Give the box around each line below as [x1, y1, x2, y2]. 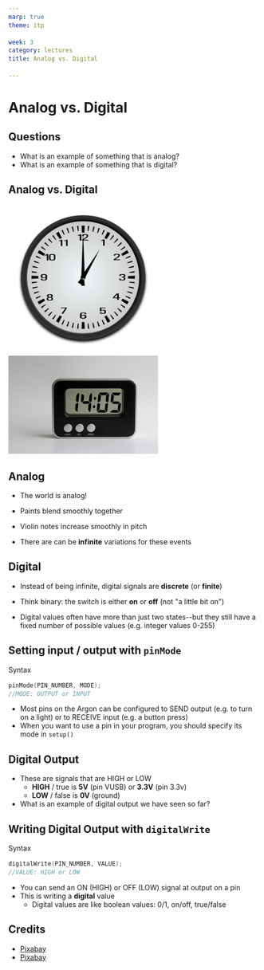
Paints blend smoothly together [19, 506, 124, 516]
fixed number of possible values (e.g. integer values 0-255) [19, 620, 215, 630]
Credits [8, 923, 46, 937]
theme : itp [8, 21, 45, 29]
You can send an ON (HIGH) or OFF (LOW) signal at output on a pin [19, 882, 241, 892]
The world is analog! [19, 491, 88, 500]
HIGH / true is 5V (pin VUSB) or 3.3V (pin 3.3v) [31, 782, 187, 792]
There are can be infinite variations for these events [19, 537, 191, 546]
